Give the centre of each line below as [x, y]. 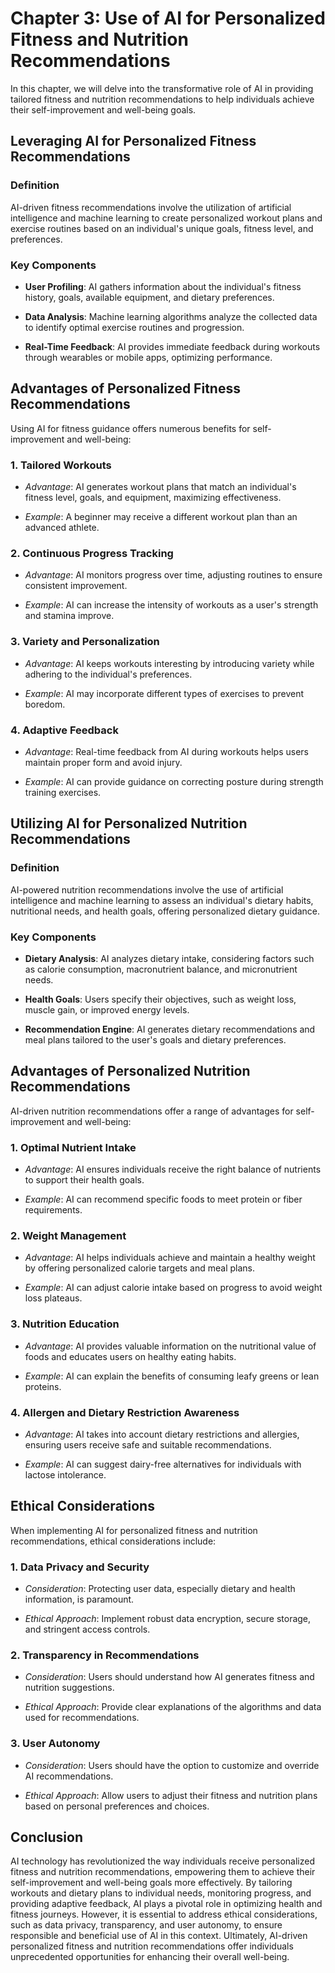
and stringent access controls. [87, 1629]
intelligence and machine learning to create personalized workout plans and [166, 218]
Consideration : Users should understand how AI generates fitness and [169, 1677]
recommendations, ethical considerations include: [113, 1541]
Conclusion [47, 1837]
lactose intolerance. [65, 1474]
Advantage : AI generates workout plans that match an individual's [160, 487]
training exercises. [63, 792]
